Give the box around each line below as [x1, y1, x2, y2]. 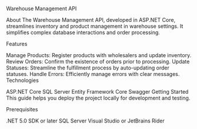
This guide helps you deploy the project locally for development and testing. [6, 94, 191, 101]
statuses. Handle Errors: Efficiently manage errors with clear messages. [6, 71, 180, 77]
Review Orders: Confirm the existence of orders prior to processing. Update [6, 58, 190, 65]
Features [6, 41, 28, 47]
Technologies [6, 77, 39, 84]
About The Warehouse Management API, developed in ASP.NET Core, [6, 16, 176, 23]
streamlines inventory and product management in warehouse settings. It [6, 23, 183, 29]
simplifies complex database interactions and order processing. [6, 29, 161, 36]
